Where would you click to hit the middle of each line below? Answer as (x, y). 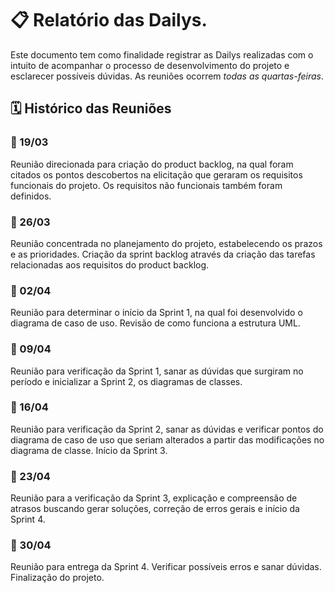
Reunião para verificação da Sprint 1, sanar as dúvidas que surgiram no (157, 371)
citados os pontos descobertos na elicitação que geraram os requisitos (156, 174)
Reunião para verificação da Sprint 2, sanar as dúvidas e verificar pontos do (167, 429)
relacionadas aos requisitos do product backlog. (110, 264)
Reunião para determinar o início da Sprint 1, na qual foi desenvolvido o (156, 313)
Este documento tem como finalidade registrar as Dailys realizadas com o (162, 54)
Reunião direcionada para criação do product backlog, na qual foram (152, 164)
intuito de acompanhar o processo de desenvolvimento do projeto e (150, 65)
